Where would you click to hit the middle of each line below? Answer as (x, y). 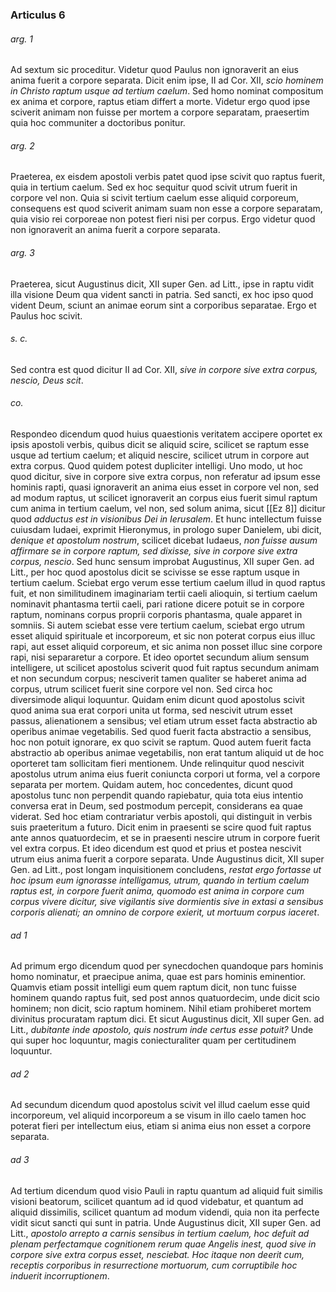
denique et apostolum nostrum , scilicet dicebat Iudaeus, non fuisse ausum (164, 540)
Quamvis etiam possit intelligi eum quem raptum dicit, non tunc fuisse (153, 987)
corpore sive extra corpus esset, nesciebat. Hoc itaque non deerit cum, (157, 1254)
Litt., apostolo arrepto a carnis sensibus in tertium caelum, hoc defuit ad (160, 1233)
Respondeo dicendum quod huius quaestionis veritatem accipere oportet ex (166, 434)
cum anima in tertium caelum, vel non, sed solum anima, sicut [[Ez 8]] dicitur (168, 508)
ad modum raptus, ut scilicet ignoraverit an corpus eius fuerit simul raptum (164, 497)
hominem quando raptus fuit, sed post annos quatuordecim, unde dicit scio (165, 998)
